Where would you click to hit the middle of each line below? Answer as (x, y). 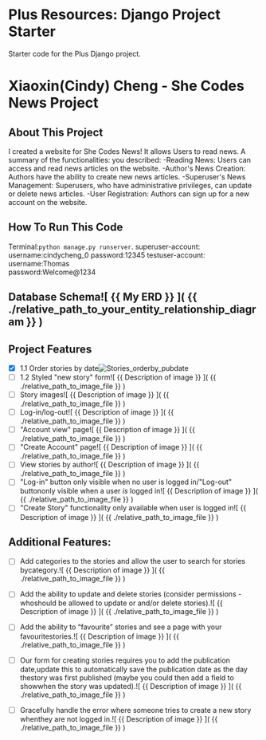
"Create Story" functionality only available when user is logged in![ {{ (133, 508)
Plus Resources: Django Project (115, 15)
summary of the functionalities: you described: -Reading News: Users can (129, 159)
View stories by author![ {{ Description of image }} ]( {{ (110, 465)
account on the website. (48, 202)
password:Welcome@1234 (52, 272)
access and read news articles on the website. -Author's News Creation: (127, 168)
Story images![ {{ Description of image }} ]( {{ (94, 395)
